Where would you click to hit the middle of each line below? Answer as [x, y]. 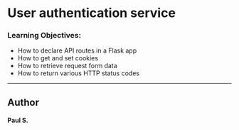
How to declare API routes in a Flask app [77, 50]
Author [23, 102]
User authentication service [92, 13]
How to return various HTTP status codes [79, 73]
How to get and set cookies [58, 58]
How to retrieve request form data [67, 66]
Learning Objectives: [44, 36]
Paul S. [18, 120]
